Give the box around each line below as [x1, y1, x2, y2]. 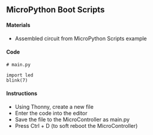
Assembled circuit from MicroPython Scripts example [14, 35, 147, 42]
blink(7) [6, 77, 28, 83]
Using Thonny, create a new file [14, 103, 94, 110]
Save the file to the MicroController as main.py [14, 116, 130, 123]
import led [6, 72, 34, 78]
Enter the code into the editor [14, 110, 88, 116]
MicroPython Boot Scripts [6, 5, 105, 15]
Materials [6, 21, 31, 29]
